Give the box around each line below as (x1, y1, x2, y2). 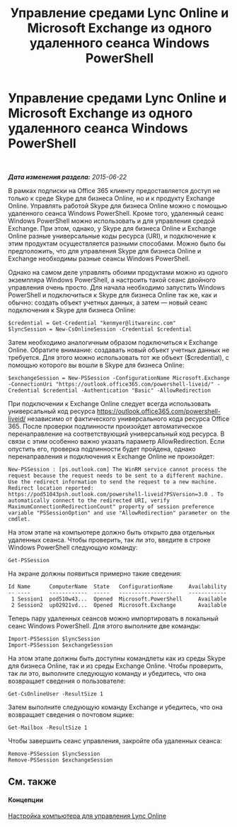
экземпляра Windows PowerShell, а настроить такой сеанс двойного (8, 275, 216, 284)
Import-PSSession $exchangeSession (8, 641, 113, 649)
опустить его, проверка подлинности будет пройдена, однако (8, 444, 196, 453)
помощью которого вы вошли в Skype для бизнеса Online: (8, 361, 185, 369)
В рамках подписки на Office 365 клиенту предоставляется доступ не (8, 186, 221, 195)
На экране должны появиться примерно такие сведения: (8, 569, 183, 578)
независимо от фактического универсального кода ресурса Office (27, 414, 230, 423)
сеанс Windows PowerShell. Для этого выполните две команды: (8, 621, 201, 630)
